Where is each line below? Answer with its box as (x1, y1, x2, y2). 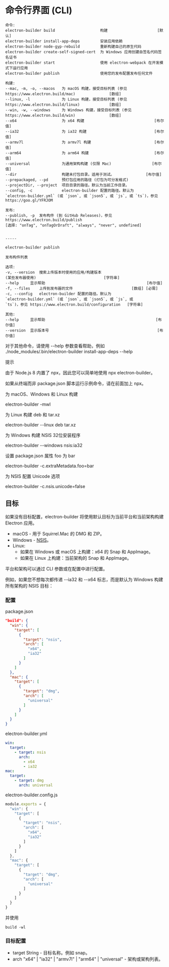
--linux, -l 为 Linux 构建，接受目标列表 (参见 (5, 96, 128, 102)
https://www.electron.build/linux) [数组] (5, 102, 122, 107)
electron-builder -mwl (5, 401, 51, 407)
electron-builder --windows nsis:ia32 (5, 442, 83, 448)
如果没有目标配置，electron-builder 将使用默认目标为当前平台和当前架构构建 (5, 513, 164, 519)
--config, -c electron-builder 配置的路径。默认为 (5, 188, 134, 193)
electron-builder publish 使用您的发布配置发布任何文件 (5, 71, 153, 76)
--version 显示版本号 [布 (5, 328, 163, 333)
